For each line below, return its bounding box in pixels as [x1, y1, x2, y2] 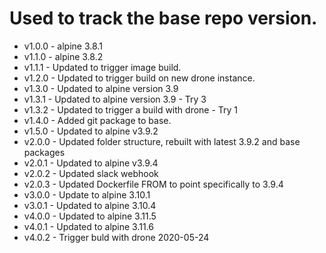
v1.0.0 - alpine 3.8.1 [23, 40, 103, 52]
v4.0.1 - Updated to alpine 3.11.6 [23, 220, 155, 232]
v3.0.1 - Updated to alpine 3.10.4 [23, 199, 157, 211]
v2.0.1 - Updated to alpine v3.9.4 [23, 157, 159, 169]
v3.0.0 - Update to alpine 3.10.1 [23, 188, 151, 201]
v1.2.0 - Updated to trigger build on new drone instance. [23, 72, 256, 84]
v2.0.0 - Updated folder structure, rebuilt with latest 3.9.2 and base [23, 135, 301, 147]
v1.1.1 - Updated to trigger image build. [23, 61, 182, 73]
